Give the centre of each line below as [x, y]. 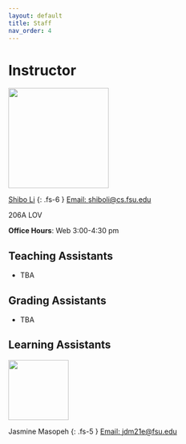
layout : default [35, 16]
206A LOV [25, 215]
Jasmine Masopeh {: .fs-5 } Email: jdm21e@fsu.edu [93, 431]
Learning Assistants [60, 345]
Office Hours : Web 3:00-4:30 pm [64, 231]
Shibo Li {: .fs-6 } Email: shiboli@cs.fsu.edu [80, 200]
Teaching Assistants [61, 256]
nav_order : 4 [30, 30]
